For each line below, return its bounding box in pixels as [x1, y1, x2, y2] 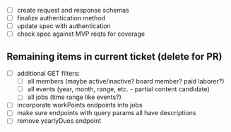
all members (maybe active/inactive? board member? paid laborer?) [27, 77, 225, 86]
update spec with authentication [16, 22, 111, 30]
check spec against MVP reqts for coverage [16, 29, 146, 38]
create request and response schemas [16, 6, 129, 14]
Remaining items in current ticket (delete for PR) [6, 51, 223, 62]
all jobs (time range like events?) [27, 93, 122, 101]
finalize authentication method [16, 14, 106, 22]
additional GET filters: [16, 70, 81, 78]
